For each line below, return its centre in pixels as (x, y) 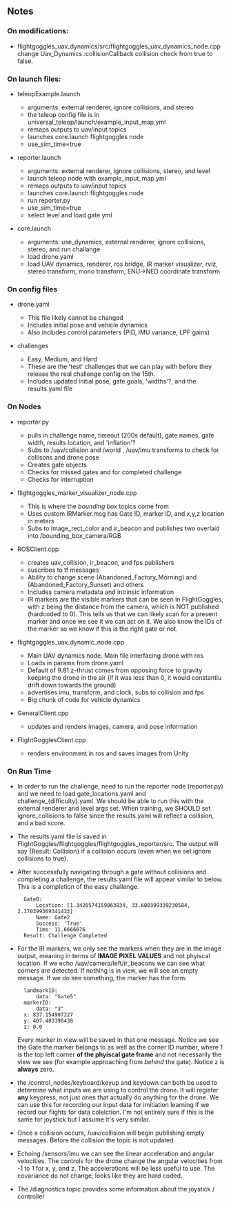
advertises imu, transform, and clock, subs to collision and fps (116, 692)
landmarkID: (41, 990)
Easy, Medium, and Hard (62, 359)
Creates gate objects (57, 465)
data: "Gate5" (56, 996)
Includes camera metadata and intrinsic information (101, 592)
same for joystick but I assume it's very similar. (83, 1119)
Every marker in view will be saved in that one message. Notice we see (118, 1039)
